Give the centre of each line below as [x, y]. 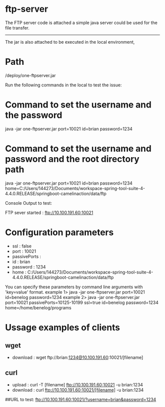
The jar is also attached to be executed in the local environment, [70, 42]
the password [34, 115]
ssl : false [22, 246]
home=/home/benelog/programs [38, 307]
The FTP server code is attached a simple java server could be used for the [81, 23]
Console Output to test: [29, 203]
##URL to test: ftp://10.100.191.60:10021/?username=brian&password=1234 [81, 399]
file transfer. [17, 27]
